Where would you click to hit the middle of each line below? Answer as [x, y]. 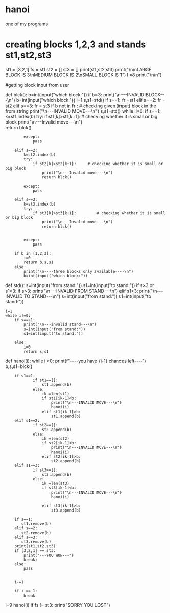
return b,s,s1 [39, 262]
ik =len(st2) [56, 438]
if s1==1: [25, 376]
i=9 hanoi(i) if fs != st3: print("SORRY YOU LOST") [58, 605]
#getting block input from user [37, 85]
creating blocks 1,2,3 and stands [76, 44]
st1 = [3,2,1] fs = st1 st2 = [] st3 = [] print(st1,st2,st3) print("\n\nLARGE [78, 69]
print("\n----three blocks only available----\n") [79, 271]
